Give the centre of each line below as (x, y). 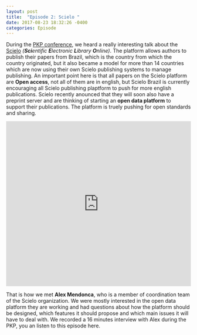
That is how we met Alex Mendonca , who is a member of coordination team (98, 295)
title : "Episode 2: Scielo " (43, 17)
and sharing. (21, 113)
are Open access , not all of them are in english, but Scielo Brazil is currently (98, 82)
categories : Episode (31, 28)
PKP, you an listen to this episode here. (53, 326)
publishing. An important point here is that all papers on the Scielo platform (97, 76)
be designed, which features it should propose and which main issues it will (97, 313)
